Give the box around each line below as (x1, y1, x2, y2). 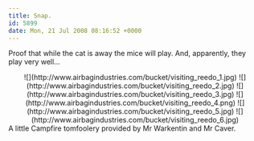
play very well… (8, 57, 60, 66)
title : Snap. (8, 11, 52, 20)
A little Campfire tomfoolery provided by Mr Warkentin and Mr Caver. (8, 123, 236, 133)
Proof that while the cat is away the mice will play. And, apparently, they (8, 49, 247, 58)
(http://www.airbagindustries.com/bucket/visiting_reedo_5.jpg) (27, 107, 235, 116)
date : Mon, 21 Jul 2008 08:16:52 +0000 (8, 26, 142, 34)
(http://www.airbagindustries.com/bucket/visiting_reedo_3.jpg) (27, 90, 235, 99)
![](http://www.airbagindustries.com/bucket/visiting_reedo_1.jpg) (23, 73, 237, 83)
